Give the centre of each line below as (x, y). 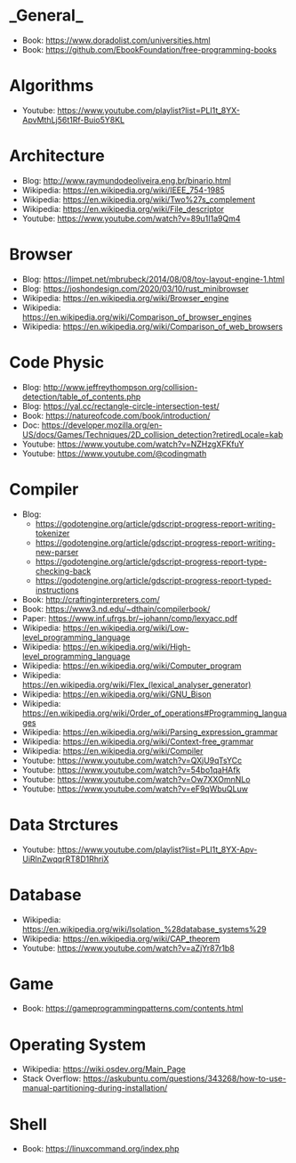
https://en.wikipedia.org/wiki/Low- (126, 627)
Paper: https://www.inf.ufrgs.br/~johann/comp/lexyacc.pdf (130, 618)
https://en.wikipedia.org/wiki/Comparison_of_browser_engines (136, 316)
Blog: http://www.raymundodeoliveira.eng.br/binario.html (126, 180)
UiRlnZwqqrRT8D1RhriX (65, 859)
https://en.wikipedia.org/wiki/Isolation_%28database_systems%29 (144, 929)
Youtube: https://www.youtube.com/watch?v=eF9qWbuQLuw (135, 789)
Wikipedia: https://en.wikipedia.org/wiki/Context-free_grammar (138, 741)
